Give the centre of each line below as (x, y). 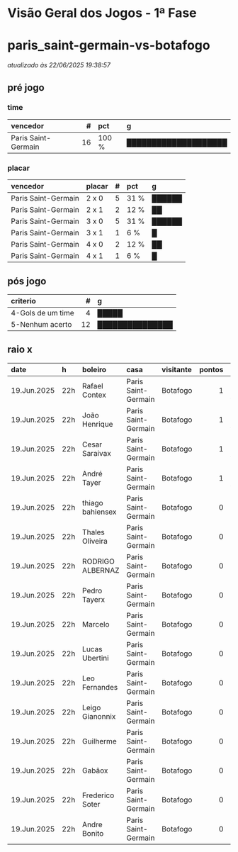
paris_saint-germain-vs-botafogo (109, 46)
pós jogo (27, 281)
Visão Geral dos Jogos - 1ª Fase (102, 13)
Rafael (93, 386)
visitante (177, 369)
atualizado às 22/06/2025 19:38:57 (59, 65)
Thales (93, 532)
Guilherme (100, 741)
